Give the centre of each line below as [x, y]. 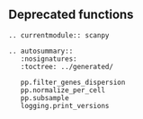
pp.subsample [45, 98]
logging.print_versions [65, 106]
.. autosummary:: [41, 51]
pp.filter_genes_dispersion [73, 82]
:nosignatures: [49, 59]
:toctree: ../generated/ [67, 66]
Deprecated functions [71, 15]
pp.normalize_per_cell [63, 90]
